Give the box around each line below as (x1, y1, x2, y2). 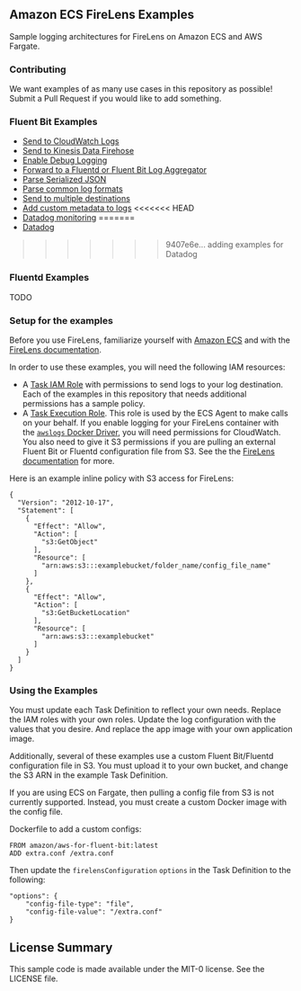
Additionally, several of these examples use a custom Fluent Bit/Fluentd (9, 751, 274, 762)
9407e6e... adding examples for (165, 239, 284, 250)
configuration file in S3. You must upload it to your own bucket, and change (9, 760, 289, 772)
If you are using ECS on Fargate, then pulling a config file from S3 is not (9, 787, 274, 799)
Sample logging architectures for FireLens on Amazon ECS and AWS (9, 31, 263, 41)
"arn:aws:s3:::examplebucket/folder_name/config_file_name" (41, 561, 271, 570)
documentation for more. (22, 456, 115, 466)
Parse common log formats (22, 183, 123, 194)
